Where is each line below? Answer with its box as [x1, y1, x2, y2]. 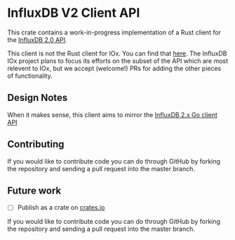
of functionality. [7, 72, 53, 80]
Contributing [7, 138, 65, 150]
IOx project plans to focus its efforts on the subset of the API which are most [7, 56, 229, 65]
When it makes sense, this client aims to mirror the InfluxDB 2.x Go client [7, 110, 217, 119]
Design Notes [7, 92, 68, 104]
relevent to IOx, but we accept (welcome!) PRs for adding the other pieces [7, 64, 222, 72]
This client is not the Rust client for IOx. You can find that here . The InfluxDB [7, 49, 227, 58]
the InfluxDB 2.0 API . [7, 35, 68, 44]
